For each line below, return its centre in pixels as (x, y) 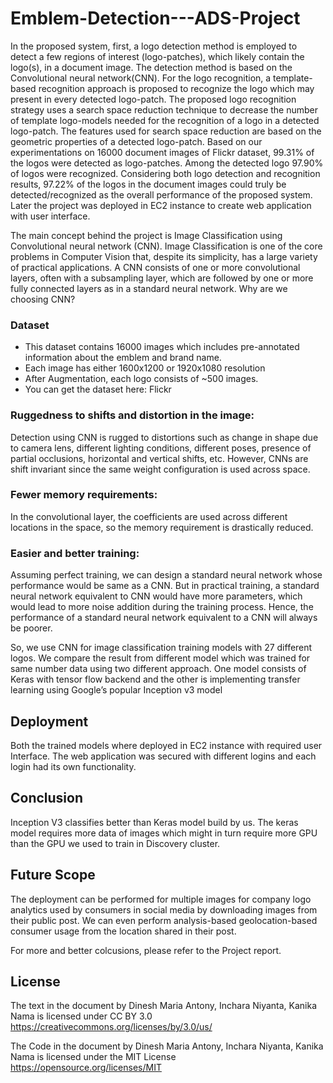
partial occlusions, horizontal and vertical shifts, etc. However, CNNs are (159, 458)
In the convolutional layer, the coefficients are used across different (149, 516)
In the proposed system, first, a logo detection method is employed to (154, 46)
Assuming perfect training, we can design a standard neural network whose (166, 575)
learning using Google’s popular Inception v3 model (116, 690)
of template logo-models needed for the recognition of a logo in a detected (165, 120)
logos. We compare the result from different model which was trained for (160, 658)
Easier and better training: (75, 553)
